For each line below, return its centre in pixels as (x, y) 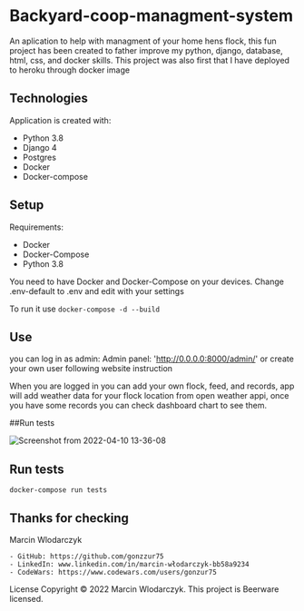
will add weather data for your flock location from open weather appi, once (149, 396)
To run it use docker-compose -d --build (85, 309)
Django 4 (39, 147)
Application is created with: (60, 120)
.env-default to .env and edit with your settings (97, 291)
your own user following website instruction (91, 369)
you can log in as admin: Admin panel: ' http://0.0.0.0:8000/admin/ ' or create (152, 359)
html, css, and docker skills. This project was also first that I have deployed (150, 60)
